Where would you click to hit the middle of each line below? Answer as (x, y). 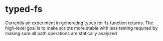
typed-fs (24, 9)
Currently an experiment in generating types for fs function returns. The (79, 23)
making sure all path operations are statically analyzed (61, 33)
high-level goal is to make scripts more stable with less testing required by (81, 28)
